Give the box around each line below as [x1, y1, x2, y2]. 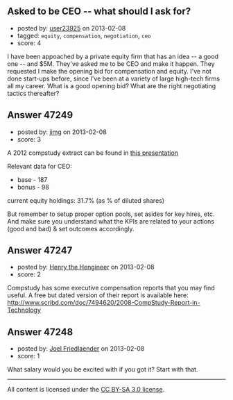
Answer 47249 [7, 109, 74, 121]
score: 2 [17, 270, 42, 278]
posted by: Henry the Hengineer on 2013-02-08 [17, 263, 155, 272]
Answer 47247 [7, 244, 73, 256]
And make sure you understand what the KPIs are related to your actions [7, 217, 215, 225]
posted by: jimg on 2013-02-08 [17, 128, 107, 136]
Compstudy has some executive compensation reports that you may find [7, 284, 215, 292]
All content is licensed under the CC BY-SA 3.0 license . [7, 385, 165, 394]
